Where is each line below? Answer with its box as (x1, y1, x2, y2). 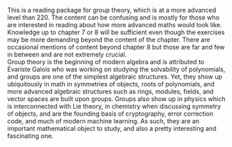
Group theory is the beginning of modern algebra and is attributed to (7, 58, 205, 65)
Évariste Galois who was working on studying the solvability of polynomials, (7, 65, 226, 73)
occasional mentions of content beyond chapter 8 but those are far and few (7, 43, 225, 51)
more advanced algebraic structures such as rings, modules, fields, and (7, 87, 215, 95)
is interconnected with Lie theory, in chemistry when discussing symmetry (7, 102, 222, 110)
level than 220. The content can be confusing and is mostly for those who (7, 13, 220, 22)
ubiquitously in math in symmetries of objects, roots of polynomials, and (7, 80, 215, 88)
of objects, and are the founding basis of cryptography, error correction (7, 109, 214, 118)
